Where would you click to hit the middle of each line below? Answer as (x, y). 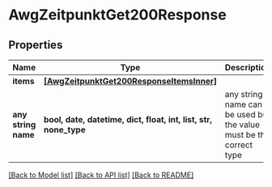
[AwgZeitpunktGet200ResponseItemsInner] (130, 81)
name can (244, 104)
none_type (65, 130)
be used (240, 115)
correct (239, 145)
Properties (36, 45)
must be (240, 135)
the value (242, 125)
